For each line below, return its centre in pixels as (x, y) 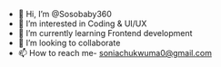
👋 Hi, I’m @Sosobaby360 (65, 14)
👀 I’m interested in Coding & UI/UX (82, 24)
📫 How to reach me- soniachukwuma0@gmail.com (115, 53)
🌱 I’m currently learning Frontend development (105, 33)
